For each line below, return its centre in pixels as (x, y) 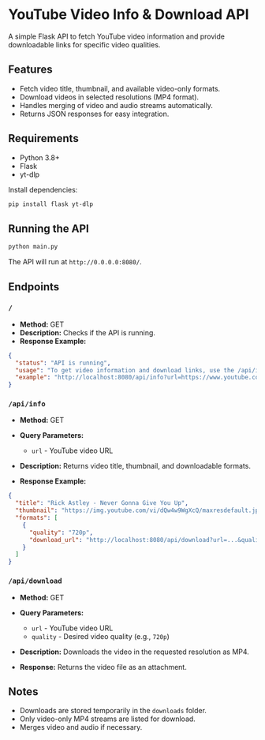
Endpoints (34, 287)
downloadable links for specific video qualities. (84, 44)
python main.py (33, 247)
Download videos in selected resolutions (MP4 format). (109, 97)
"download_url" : (56, 540)
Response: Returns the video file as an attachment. (103, 667)
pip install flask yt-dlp (50, 204)
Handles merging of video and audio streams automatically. (116, 105)
